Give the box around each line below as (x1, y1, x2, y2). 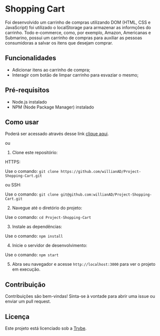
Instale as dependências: (12, 224, 62, 229)
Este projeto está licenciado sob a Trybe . (5, 325, 87, 331)
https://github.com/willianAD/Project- (60, 169, 142, 174)
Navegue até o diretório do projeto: (12, 205, 82, 211)
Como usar (5, 118, 39, 126)
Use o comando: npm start (5, 252, 59, 258)
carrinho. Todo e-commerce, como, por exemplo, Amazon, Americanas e (5, 30, 151, 35)
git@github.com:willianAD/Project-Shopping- (60, 192, 152, 197)
